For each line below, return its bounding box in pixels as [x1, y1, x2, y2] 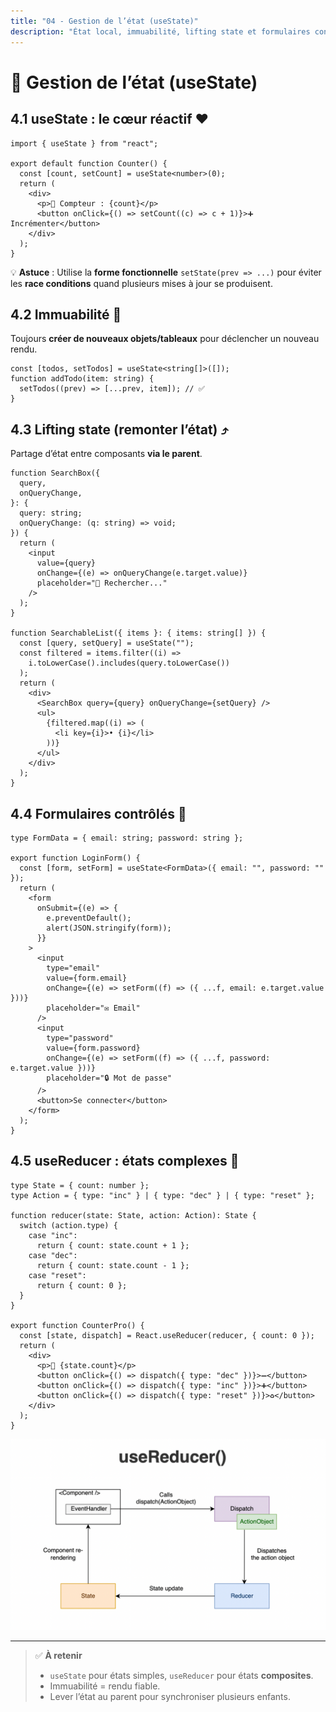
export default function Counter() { [10, 158, 168, 169]
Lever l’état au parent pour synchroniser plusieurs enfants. [49, 1690, 291, 1702]
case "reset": [28, 1270, 87, 1280]
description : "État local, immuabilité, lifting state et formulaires [10, 26, 311, 37]
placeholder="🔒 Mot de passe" [46, 1073, 173, 1083]
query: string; [19, 508, 83, 519]
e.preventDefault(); [46, 913, 132, 923]
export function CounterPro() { [10, 1320, 145, 1330]
